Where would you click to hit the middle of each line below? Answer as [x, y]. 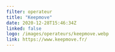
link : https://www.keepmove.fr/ [47, 39]
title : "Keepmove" [29, 17]
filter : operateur [29, 12]
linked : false [24, 28]
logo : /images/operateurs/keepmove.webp [58, 34]
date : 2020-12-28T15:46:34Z [42, 23]
